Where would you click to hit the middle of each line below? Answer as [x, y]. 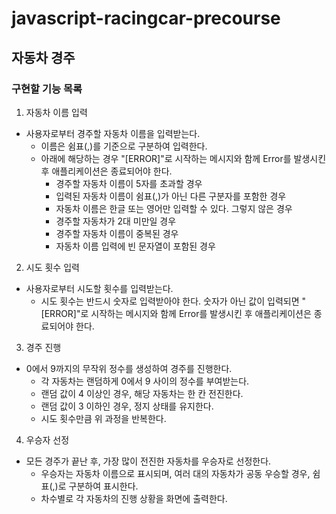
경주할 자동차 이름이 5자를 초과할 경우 [129, 183]
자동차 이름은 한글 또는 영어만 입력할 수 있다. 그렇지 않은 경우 [174, 208]
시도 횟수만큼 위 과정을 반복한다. [103, 418]
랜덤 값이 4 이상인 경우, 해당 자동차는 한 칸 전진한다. [142, 393]
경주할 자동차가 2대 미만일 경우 [116, 221]
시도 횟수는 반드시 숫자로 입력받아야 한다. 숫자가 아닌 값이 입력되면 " [173, 301]
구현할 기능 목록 [47, 89]
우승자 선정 [47, 439]
